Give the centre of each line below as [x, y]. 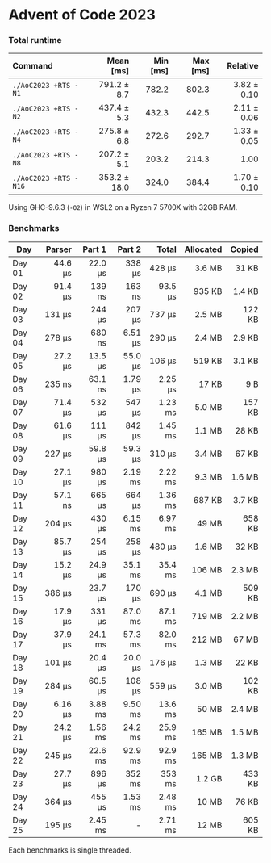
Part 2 [129, 249]
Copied [244, 249]
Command [33, 66]
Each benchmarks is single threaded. [70, 850]
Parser [59, 249]
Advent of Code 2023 [82, 15]
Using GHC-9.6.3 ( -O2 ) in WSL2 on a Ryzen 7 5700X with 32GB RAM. [123, 207]
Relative [243, 66]
